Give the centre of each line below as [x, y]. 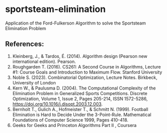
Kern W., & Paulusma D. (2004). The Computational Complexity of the [84, 88]
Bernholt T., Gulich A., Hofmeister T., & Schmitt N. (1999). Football [80, 109]
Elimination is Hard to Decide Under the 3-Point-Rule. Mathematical [82, 114]
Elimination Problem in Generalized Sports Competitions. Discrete [80, 93]
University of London [34, 82]
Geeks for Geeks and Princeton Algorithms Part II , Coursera [74, 125]
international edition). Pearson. [44, 61]
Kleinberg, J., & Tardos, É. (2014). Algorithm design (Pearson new [80, 56]
